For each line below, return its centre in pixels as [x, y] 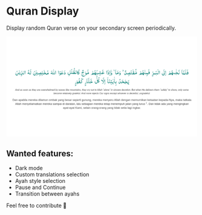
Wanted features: [40, 154]
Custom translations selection [52, 174]
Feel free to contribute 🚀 [37, 206]
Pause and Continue [40, 187]
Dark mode [29, 168]
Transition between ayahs [47, 194]
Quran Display [43, 11]
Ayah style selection [40, 181]
